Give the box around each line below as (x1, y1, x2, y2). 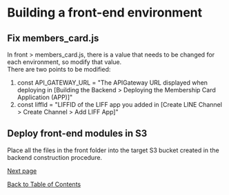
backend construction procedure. (7, 153, 102, 161)
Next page (7, 167, 37, 175)
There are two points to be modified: (7, 65, 111, 73)
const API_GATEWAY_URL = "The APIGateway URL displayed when (17, 79, 208, 87)
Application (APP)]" (17, 93, 73, 101)
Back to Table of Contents (7, 180, 81, 188)
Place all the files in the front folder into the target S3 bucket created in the (7, 146, 219, 154)
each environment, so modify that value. (7, 58, 122, 66)
